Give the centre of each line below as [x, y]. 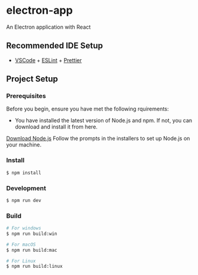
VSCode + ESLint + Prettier [48, 60]
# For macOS [21, 245]
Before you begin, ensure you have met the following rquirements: [88, 109]
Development [26, 188]
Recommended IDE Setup [55, 46]
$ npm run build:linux [34, 267]
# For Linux [21, 261]
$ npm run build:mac [32, 250]
